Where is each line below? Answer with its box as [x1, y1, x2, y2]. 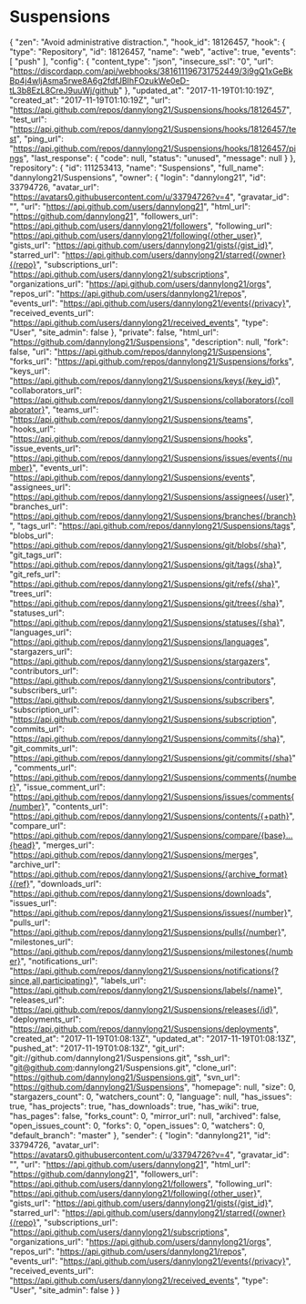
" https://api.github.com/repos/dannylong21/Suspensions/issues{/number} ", [9, 907, 293, 918]
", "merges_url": [35, 840, 95, 851]
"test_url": [9, 114, 47, 125]
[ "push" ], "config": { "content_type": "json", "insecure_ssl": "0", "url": [9, 56, 274, 66]
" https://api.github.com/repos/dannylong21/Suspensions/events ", [9, 472, 256, 483]
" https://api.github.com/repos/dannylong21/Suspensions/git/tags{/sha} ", [9, 558, 282, 570]
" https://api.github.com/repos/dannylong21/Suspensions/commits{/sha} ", [9, 733, 286, 744]
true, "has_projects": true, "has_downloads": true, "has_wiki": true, [9, 1100, 260, 1112]
